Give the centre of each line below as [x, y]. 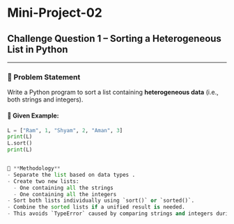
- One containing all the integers [65, 194]
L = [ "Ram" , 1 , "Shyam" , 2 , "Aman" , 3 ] [65, 130]
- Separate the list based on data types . [71, 175]
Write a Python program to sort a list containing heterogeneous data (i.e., [113, 93]
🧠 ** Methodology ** [34, 168]
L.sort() [20, 143]
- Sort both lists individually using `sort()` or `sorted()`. [101, 201]
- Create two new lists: [43, 181]
